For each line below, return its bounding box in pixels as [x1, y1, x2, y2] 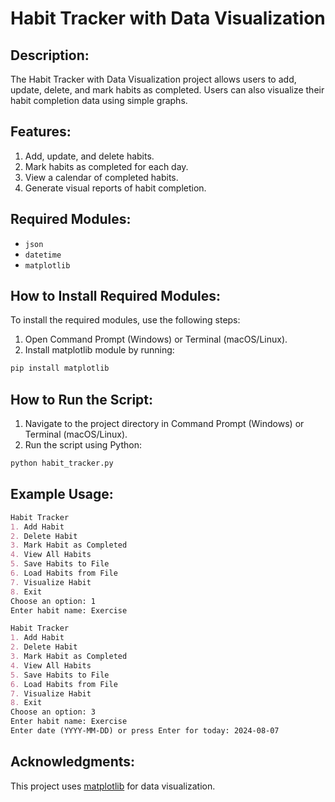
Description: [10, 47, 90, 64]
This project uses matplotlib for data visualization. [10, 780, 216, 792]
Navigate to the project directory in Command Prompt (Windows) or [24, 418, 305, 430]
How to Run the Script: [10, 391, 154, 408]
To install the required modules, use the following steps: [10, 314, 241, 326]
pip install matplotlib [10, 363, 110, 374]
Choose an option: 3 [10, 707, 97, 717]
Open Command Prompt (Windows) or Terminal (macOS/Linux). [24, 333, 288, 346]
